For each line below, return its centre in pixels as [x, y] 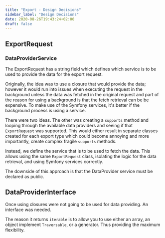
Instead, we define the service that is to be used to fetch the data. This [78, 151]
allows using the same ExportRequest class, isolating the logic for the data [81, 156]
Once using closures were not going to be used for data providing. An [77, 204]
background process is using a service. [46, 110]
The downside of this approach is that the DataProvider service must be [79, 171]
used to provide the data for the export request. [54, 74]
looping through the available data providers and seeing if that [69, 125]
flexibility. [15, 230]
